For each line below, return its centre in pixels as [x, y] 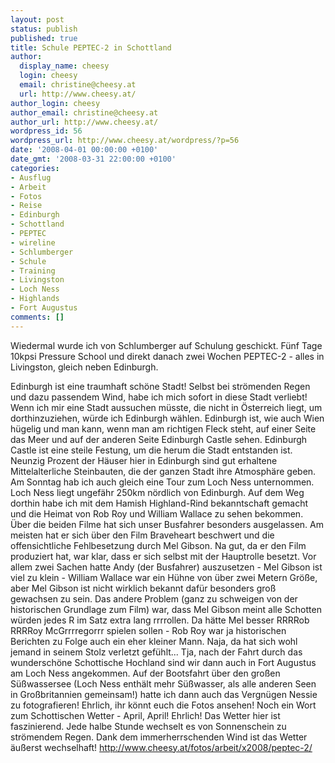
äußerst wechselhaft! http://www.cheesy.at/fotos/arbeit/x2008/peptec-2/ [161, 747]
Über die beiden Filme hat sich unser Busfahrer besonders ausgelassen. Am [167, 524]
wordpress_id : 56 [46, 131]
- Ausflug [31, 177]
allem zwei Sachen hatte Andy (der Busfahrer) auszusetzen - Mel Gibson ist [166, 567]
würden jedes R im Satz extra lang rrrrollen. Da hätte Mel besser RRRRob [160, 620]
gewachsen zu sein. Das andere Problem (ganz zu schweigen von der [154, 598]
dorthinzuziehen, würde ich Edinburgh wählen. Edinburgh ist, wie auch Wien [167, 418]
